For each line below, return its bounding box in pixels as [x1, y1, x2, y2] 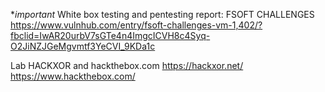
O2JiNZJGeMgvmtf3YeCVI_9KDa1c [10, 40, 156, 52]
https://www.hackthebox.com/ [10, 70, 136, 82]
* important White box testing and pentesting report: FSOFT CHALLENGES [10, 9, 315, 20]
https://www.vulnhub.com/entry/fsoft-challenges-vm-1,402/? [10, 19, 263, 31]
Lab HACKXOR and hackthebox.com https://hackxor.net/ [10, 60, 244, 71]
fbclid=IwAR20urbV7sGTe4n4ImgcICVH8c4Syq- [10, 30, 211, 41]
